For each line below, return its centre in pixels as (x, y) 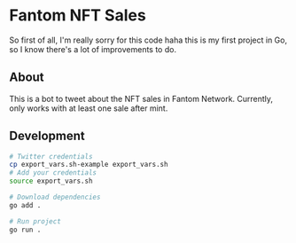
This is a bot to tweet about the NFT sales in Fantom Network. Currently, (141, 98)
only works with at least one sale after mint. (89, 108)
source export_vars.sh (51, 181)
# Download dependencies (55, 197)
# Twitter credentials (51, 156)
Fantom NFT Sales (78, 16)
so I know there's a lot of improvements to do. (93, 49)
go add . (25, 205)
